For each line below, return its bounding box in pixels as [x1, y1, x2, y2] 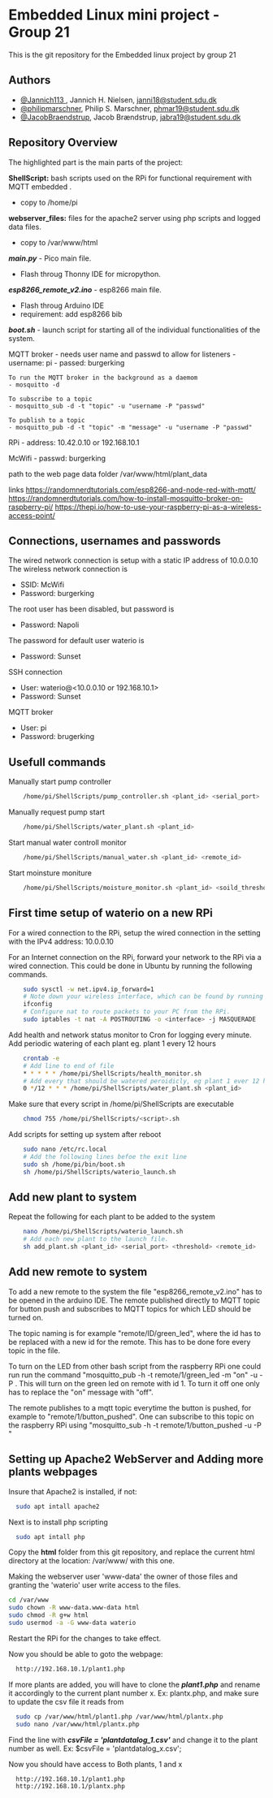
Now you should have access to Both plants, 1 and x [8, 1759, 183, 1769]
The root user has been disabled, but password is [8, 604, 175, 614]
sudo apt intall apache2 [15, 1502, 100, 1511]
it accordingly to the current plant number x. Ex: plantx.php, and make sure [8, 1688, 259, 1698]
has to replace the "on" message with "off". [8, 1387, 154, 1397]
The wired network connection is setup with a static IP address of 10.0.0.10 [8, 555, 258, 565]
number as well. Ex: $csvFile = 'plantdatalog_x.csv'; [8, 1744, 182, 1753]
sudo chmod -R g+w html [8, 1611, 89, 1619]
